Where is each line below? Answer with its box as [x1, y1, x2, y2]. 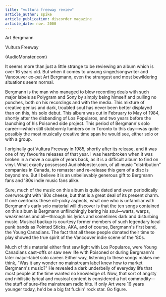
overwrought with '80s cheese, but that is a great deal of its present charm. [5, 192, 160, 198]
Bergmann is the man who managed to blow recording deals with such [5, 89, 149, 95]
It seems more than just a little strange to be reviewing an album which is [5, 63, 154, 69]
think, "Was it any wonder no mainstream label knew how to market [5, 260, 143, 266]
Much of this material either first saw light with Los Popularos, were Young [5, 244, 157, 250]
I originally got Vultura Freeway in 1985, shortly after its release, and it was [5, 146, 157, 152]
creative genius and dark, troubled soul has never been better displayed [5, 105, 152, 111]
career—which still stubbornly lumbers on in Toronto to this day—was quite [5, 126, 159, 132]
